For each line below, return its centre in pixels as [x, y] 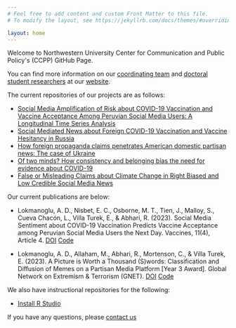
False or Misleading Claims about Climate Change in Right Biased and [118, 176]
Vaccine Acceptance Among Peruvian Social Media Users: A [105, 116]
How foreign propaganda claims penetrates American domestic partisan [122, 146]
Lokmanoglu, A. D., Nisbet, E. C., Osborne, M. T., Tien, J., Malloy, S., [116, 211]
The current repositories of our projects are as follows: [86, 95]
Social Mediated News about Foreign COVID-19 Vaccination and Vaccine [122, 131]
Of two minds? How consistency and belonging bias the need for [111, 161]
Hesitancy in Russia [46, 138]
